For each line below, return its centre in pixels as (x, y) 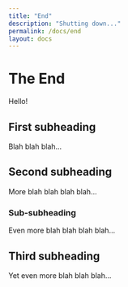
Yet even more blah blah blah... (60, 275)
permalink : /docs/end (45, 31)
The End (37, 79)
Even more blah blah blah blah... (62, 230)
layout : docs (30, 39)
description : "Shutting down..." (65, 24)
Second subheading (60, 172)
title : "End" (30, 16)
